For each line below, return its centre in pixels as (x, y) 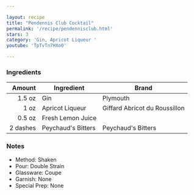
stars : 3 (17, 34)
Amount (24, 88)
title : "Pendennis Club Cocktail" (50, 23)
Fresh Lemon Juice (69, 118)
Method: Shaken (36, 160)
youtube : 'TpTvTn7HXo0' (37, 46)
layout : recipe (26, 17)
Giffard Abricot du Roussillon (144, 108)
